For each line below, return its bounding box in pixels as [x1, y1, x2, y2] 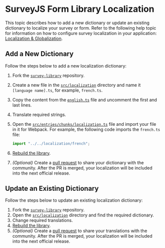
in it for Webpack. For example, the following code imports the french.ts [12, 126, 161, 132]
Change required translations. [12, 217, 73, 223]
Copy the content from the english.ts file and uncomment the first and [12, 97, 157, 103]
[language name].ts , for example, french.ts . [12, 87, 103, 93]
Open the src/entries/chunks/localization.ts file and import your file [12, 121, 157, 127]
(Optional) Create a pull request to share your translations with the [12, 228, 147, 234]
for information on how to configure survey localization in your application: [5, 30, 157, 36]
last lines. [12, 102, 32, 108]
